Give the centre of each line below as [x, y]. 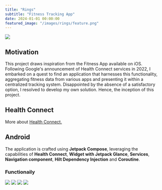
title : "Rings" [20, 9]
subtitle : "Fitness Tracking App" [40, 14]
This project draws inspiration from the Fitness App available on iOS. [74, 64]
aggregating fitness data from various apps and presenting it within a [74, 79]
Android [18, 137]
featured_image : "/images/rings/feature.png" [52, 23]
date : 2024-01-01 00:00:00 [32, 19]
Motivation [22, 52]
